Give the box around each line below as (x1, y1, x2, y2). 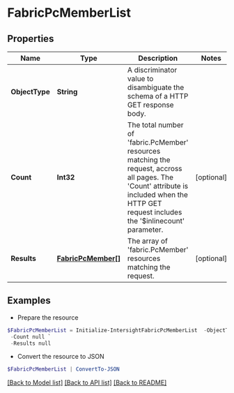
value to (127, 74, 154, 83)
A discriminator (127, 65, 178, 75)
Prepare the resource (17, 313, 79, 322)
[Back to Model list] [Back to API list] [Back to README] (7, 378, 167, 387)
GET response (127, 100, 174, 110)
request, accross (127, 164, 182, 173)
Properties (7, 33, 54, 45)
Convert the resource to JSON (17, 353, 104, 361)
